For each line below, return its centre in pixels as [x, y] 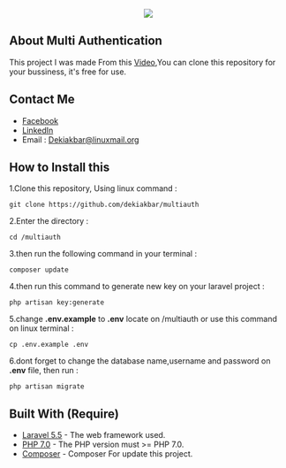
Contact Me [42, 100]
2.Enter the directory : [49, 221]
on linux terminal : [41, 328]
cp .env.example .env [49, 345]
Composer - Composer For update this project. [107, 454]
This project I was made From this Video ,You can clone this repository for [143, 62]
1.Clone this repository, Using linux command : [94, 188]
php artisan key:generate [56, 303]
